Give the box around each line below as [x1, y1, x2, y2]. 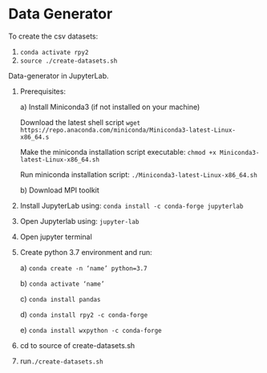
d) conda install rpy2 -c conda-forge [19, 310, 148, 319]
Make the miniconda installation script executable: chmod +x [19, 147, 216, 156]
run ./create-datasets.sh [19, 356, 103, 366]
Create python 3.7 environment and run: [19, 247, 152, 257]
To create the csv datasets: [8, 31, 99, 41]
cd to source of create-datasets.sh [19, 340, 136, 350]
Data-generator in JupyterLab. [8, 71, 109, 80]
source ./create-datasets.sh [19, 57, 118, 65]
